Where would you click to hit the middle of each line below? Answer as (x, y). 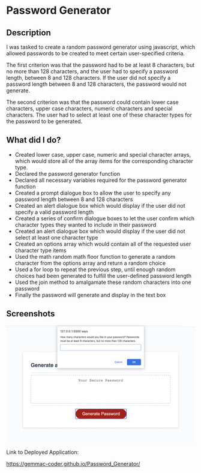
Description (28, 33)
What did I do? (34, 140)
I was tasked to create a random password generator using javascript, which (101, 47)
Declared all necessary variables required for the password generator (101, 180)
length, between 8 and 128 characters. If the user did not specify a (88, 78)
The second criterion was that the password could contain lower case (92, 102)
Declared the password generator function (67, 173)
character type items (40, 250)
